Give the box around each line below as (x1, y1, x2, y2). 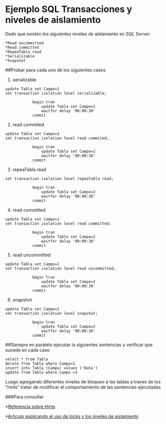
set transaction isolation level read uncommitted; (5, 266, 116, 271)
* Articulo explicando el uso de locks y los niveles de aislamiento (5, 413, 139, 419)
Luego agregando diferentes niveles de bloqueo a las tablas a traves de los (5, 378, 161, 385)
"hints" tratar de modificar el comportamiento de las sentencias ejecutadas (5, 384, 161, 390)
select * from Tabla (5, 357, 49, 362)
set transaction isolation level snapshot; (5, 310, 98, 316)
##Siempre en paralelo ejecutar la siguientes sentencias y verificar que (5, 342, 153, 348)
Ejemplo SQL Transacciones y (5, 4, 132, 15)
